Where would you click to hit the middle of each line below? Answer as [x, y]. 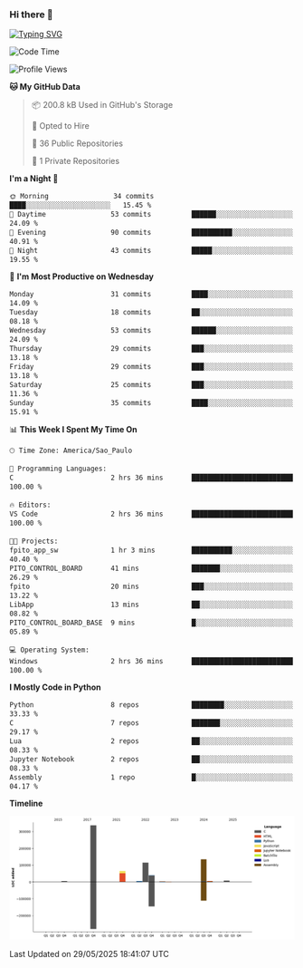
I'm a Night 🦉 [34, 179]
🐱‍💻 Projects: [34, 542]
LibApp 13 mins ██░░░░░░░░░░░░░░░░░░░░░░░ [151, 605]
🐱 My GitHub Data [45, 87]
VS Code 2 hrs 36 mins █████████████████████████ [151, 514]
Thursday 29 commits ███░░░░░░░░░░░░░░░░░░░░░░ [151, 349]
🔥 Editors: [30, 505]
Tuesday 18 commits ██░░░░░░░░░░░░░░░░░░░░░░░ [151, 313]
